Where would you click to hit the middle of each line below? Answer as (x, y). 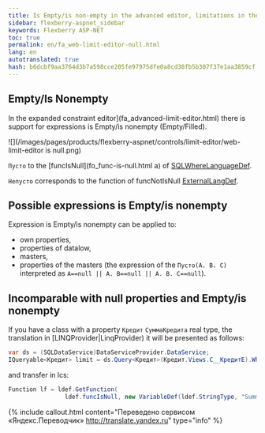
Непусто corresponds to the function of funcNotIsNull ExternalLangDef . (123, 181)
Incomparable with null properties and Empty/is (127, 298)
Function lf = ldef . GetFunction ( (63, 389)
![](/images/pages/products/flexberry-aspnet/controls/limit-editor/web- (124, 141)
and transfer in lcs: (39, 375)
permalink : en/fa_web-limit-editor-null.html (84, 45)
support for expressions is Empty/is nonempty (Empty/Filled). (108, 126)
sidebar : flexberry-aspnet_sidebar (67, 23)
